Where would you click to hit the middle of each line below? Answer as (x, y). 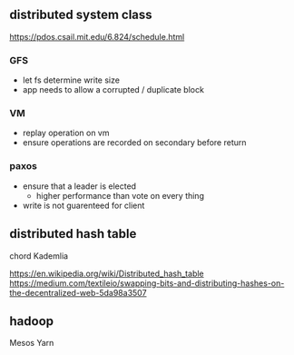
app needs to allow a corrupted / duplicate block (113, 90)
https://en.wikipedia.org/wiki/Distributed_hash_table (107, 273)
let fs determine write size (71, 80)
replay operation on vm (66, 133)
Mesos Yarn (32, 343)
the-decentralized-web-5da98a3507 (78, 292)
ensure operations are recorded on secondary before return (134, 143)
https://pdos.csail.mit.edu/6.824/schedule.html (97, 36)
